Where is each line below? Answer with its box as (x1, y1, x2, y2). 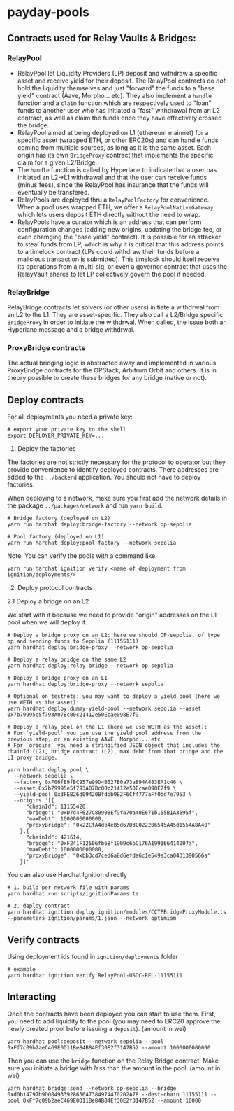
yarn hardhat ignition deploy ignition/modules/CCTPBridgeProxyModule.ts (7, 909, 227, 916)
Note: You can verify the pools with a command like (7, 552, 156, 560)
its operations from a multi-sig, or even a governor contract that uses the (17, 262, 228, 270)
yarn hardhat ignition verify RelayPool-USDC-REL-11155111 (7, 972, 183, 979)
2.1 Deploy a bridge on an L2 (7, 597, 89, 606)
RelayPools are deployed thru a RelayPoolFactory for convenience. (17, 195, 210, 204)
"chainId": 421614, (25, 834, 82, 841)
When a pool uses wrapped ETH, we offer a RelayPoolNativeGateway (17, 202, 214, 211)
